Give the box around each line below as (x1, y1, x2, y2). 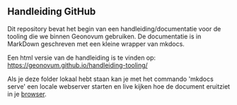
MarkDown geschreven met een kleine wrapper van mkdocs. (7, 39, 185, 48)
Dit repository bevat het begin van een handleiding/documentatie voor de (7, 24, 221, 33)
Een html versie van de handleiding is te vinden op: (7, 53, 156, 62)
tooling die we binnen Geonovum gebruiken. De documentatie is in (7, 32, 202, 40)
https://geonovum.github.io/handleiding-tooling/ (7, 60, 149, 70)
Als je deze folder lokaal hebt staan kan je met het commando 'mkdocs (7, 74, 214, 83)
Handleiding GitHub (7, 6, 96, 18)
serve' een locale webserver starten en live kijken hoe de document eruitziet (7, 82, 231, 91)
